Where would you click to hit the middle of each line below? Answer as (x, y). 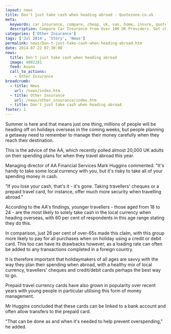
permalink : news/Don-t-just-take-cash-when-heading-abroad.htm (74, 43)
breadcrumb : (18, 81)
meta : (11, 19)
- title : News (25, 86)
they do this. (18, 223)
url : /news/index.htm (37, 91)
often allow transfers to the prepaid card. (48, 311)
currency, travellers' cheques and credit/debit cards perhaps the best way (83, 270)
